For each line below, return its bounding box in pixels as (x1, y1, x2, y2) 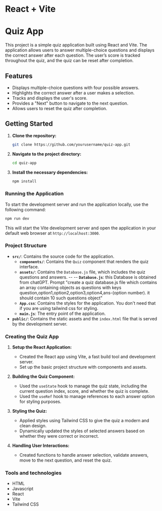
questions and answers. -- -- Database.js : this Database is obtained (19, 274, 157, 280)
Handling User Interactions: (12, 443, 70, 448)
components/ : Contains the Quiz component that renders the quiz (19, 258, 149, 265)
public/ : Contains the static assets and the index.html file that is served (12, 315, 158, 321)
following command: (5, 206, 46, 212)
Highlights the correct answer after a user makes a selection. (12, 89, 135, 96)
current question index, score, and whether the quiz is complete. (19, 388, 150, 394)
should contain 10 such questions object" (19, 295, 102, 301)
